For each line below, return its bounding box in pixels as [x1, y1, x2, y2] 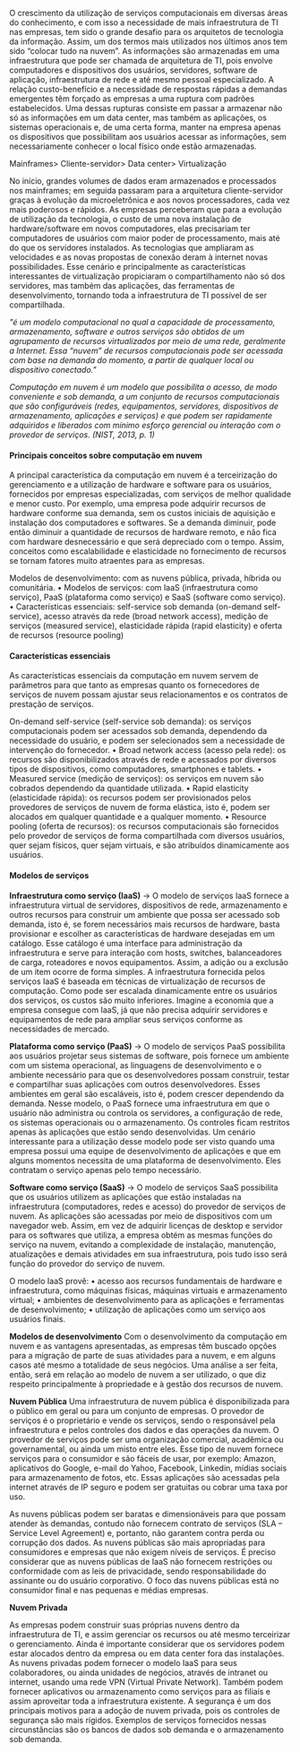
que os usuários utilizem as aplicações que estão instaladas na [9, 1191, 242, 1202]
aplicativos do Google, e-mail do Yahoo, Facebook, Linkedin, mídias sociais [9, 1463, 287, 1473]
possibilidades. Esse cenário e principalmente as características [9, 262, 246, 272]
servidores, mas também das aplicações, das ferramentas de [9, 280, 236, 290]
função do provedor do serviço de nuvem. [9, 1258, 166, 1269]
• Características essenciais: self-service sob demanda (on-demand [9, 601, 262, 612]
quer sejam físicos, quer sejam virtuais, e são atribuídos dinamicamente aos [9, 840, 289, 850]
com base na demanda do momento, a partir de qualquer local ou [9, 355, 254, 366]
